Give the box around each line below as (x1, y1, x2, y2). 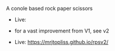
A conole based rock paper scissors (6, 5, 93, 12)
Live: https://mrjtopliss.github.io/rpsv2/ (14, 39, 109, 45)
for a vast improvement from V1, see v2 (14, 27, 110, 34)
